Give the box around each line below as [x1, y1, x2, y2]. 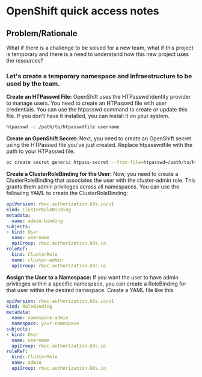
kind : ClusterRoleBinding [6, 207, 71, 213]
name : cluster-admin [11, 257, 63, 263]
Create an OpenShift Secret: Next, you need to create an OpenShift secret [6, 135, 191, 142]
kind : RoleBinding [6, 304, 52, 310]
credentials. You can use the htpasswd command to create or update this [6, 106, 188, 113]
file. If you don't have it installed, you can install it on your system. [6, 113, 170, 120]
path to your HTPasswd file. [6, 148, 75, 155]
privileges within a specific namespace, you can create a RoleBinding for [6, 280, 186, 287]
